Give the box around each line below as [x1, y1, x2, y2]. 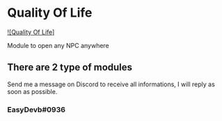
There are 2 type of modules [7, 61, 133, 74]
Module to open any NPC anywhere [7, 41, 109, 49]
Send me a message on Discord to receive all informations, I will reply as [7, 80, 216, 88]
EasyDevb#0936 [7, 104, 66, 114]
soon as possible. [7, 87, 58, 95]
